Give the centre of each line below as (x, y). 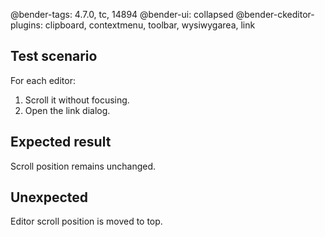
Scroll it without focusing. (77, 100)
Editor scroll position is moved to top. (86, 221)
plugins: (26, 25)
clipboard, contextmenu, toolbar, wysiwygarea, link (150, 25)
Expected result (61, 142)
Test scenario (54, 56)
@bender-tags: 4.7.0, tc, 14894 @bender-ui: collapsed (122, 14)
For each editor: (43, 80)
